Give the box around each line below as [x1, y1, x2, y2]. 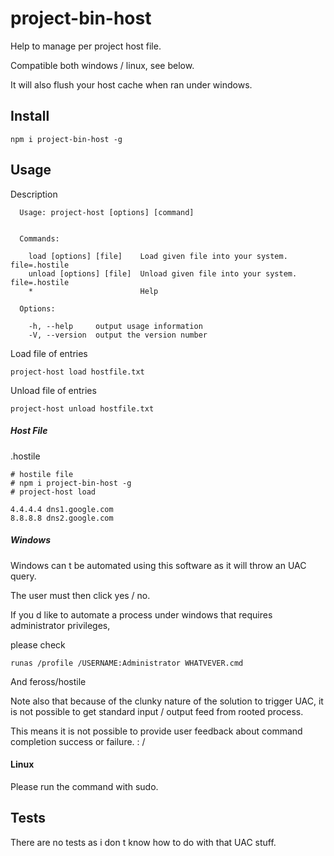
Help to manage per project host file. [10, 40, 162, 52]
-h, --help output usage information [28, 321, 203, 331]
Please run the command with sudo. [10, 780, 159, 792]
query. [10, 570, 37, 582]
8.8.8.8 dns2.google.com [10, 513, 114, 523]
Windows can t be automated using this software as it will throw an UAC [10, 559, 307, 571]
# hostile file [10, 469, 74, 479]
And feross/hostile [10, 675, 87, 687]
